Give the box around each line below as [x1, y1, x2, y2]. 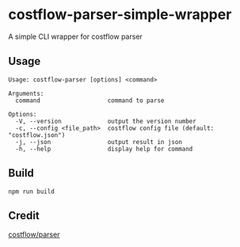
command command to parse [15, 97, 165, 104]
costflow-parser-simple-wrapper [8, 6, 232, 24]
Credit [8, 208, 40, 222]
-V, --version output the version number [15, 117, 196, 125]
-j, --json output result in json [15, 138, 182, 146]
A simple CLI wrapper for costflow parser [8, 32, 143, 41]
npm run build [8, 188, 55, 196]
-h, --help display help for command [15, 145, 193, 153]
